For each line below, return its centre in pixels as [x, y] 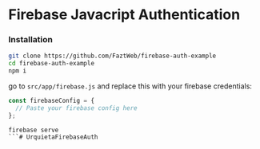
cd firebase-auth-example [51, 64]
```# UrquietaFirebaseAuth [53, 137]
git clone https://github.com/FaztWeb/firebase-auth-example [112, 56]
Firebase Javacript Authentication [124, 15]
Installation [31, 40]
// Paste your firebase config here [76, 108]
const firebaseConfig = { [51, 101]
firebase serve [34, 130]
